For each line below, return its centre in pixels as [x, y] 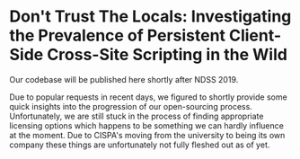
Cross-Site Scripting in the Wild [167, 55]
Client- [255, 35]
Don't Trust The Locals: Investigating [150, 17]
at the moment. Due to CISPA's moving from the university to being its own [147, 135]
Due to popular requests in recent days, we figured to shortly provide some [148, 97]
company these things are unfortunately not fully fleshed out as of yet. [140, 145]
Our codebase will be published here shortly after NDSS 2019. [124, 79]
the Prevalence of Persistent [118, 35]
